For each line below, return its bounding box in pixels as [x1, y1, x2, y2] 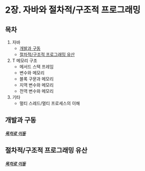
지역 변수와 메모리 [19, 82, 54, 88]
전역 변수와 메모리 [19, 88, 54, 94]
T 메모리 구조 [12, 58, 38, 64]
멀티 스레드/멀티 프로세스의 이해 [19, 101, 80, 106]
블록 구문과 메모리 [19, 76, 54, 82]
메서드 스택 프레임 [19, 64, 54, 69]
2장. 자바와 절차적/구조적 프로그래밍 [5, 4, 141, 16]
